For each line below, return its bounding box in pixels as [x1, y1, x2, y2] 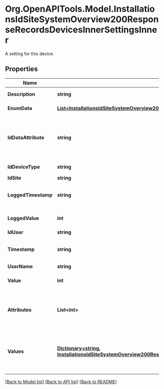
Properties [5, 65, 38, 73]
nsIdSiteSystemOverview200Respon [5, 14, 159, 25]
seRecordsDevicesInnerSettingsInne [5, 24, 158, 35]
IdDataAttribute [7, 134, 44, 141]
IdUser [7, 229, 23, 236]
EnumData [7, 105, 33, 111]
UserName [7, 263, 33, 270]
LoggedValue [7, 215, 39, 221]
